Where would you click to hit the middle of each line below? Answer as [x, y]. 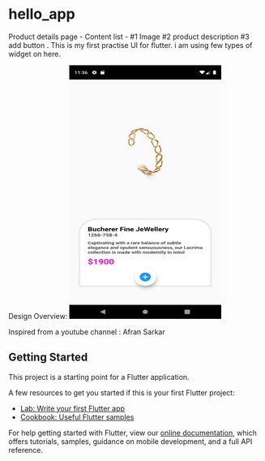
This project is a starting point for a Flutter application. [99, 377]
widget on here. [34, 54]
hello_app [42, 14]
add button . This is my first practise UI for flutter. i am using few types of [130, 45]
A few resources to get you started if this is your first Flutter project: [122, 392]
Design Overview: [38, 316]
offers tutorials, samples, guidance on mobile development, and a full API [130, 441]
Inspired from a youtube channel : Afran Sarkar [87, 332]
